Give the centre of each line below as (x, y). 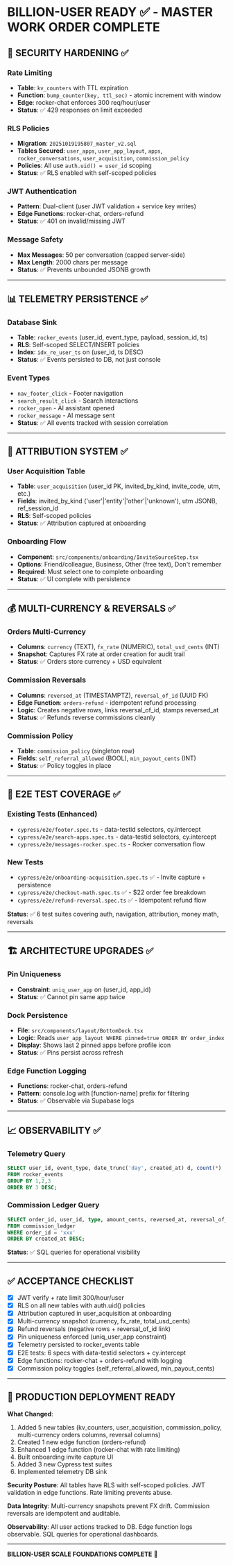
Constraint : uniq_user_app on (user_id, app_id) (84, 989)
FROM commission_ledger (42, 1226)
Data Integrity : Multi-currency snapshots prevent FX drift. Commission (109, 1506)
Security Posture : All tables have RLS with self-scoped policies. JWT (106, 1485)
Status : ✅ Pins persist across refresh (70, 1052)
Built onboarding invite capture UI (65, 1457)
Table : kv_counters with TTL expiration (72, 87)
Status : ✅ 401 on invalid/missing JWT (71, 221)
